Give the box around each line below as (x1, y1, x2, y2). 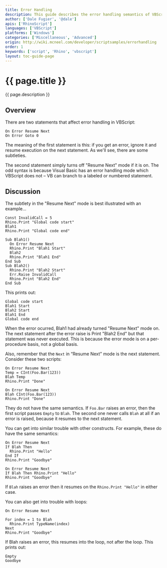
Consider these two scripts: (5, 356, 62, 362)
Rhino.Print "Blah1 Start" (9, 246, 66, 251)
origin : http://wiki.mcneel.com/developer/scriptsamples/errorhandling (5, 40, 157, 45)
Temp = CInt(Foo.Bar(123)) (5, 370, 61, 375)
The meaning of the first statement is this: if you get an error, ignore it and (5, 142, 157, 148)
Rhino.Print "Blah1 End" (9, 255, 61, 260)
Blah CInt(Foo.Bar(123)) (5, 392, 57, 397)
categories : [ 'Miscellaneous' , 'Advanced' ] (5, 35, 97, 40)
